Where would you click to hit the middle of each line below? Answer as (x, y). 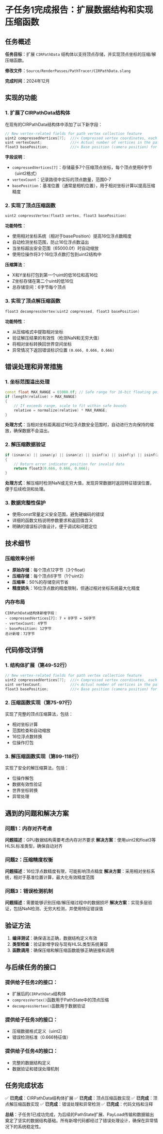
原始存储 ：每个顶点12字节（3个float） (50, 570)
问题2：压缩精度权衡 (29, 860)
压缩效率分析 (20, 558)
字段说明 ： (16, 157)
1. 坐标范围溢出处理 (27, 381)
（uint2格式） (26, 174)
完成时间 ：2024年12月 (27, 81)
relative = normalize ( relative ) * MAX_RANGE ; (61, 410)
